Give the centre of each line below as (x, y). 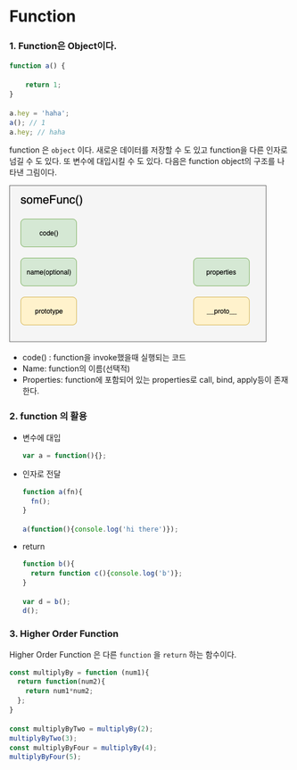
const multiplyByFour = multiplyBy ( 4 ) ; (83, 748)
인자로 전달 (41, 474)
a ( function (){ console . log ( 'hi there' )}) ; (100, 530)
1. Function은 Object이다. (63, 46)
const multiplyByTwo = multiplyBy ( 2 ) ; (81, 729)
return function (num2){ (61, 682)
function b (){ (48, 564)
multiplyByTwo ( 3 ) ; (43, 738)
